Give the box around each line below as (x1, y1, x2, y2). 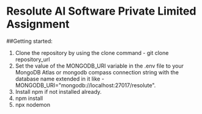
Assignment (6, 17, 70, 31)
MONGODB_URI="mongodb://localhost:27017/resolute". (15, 81, 156, 89)
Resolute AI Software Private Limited (6, 4, 196, 18)
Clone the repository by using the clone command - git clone (15, 49, 169, 56)
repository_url (15, 55, 50, 63)
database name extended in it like (15, 75, 101, 82)
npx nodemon (15, 101, 51, 108)
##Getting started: (6, 37, 53, 45)
